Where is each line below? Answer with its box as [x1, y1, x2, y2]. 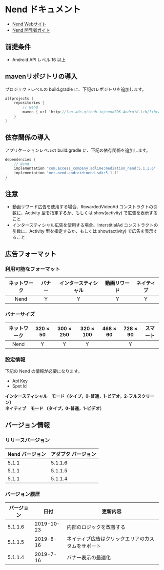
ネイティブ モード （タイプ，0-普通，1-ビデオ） [5, 406, 104, 411]
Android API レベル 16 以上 [12, 57, 66, 62]
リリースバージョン [5, 437, 50, 444]
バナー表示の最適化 [66, 554, 111, 561]
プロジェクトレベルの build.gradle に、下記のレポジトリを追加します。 [5, 86, 146, 92]
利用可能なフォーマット [5, 266, 60, 273]
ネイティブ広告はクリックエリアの [66, 535, 145, 542]
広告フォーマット [5, 250, 57, 258]
